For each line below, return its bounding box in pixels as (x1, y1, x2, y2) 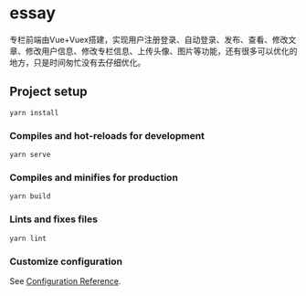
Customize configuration (9, 255, 123, 268)
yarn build (9, 192, 51, 201)
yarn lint (9, 234, 47, 243)
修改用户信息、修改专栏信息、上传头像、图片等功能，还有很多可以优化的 (25, 45, 298, 57)
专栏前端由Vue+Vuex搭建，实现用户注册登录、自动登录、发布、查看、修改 (9, 34, 290, 45)
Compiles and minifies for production (9, 171, 178, 184)
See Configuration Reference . (9, 275, 121, 286)
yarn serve (9, 150, 51, 160)
